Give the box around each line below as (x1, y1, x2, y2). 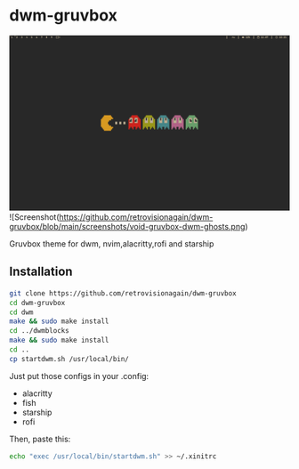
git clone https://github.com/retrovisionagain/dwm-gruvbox (9, 288, 238, 298)
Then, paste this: (9, 433, 71, 444)
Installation (9, 264, 73, 279)
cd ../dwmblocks (9, 327, 69, 336)
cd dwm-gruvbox (9, 298, 66, 307)
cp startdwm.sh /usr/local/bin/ (9, 354, 129, 363)
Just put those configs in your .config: (9, 370, 149, 381)
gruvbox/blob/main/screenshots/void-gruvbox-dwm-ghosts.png (9, 221, 246, 231)
